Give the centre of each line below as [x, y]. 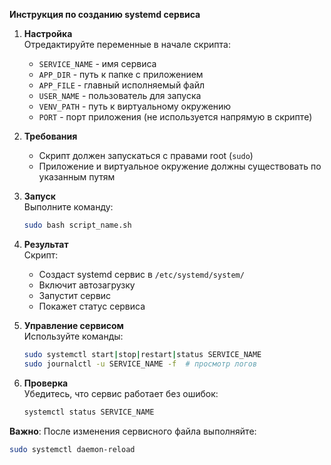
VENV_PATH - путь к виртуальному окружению [135, 106]
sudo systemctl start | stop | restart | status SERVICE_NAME [142, 354]
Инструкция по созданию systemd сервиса [105, 14]
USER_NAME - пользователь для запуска [120, 95]
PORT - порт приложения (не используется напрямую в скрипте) [175, 117]
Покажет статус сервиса [92, 306]
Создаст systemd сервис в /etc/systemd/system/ [141, 274]
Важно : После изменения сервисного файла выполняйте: [133, 431]
